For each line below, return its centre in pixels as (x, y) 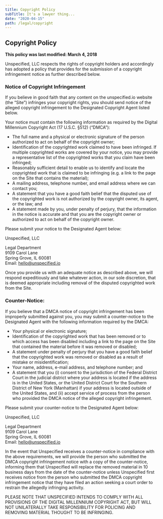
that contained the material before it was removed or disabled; (74, 346)
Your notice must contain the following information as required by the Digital (81, 122)
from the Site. (19, 288)
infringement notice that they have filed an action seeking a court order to (79, 482)
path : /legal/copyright (29, 23)
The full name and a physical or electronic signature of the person (78, 137)
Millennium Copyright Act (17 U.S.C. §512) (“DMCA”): (58, 127)
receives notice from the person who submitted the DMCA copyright (74, 477)
